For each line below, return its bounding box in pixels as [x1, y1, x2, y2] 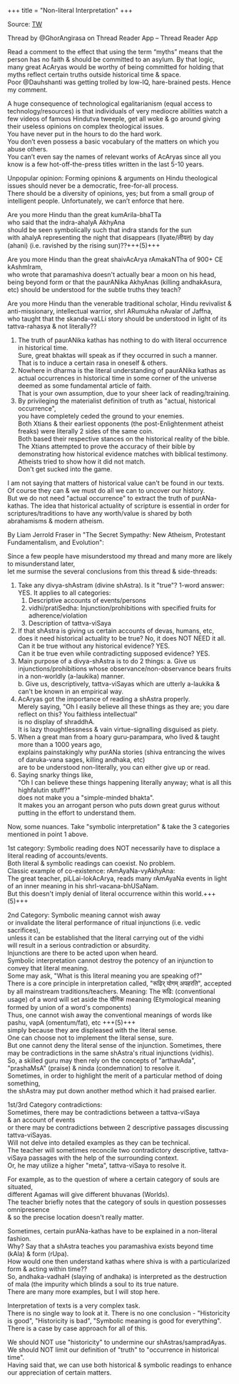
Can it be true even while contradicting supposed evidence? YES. [17, 649, 210, 658]
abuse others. [7, 145, 49, 153]
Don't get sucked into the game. [17, 465, 113, 473]
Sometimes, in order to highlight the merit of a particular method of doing [7, 1071, 223, 1080]
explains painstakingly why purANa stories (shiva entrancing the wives [17, 748, 226, 756]
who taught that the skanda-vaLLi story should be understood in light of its [7, 314, 227, 323]
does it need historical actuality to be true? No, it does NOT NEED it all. [17, 634, 226, 642]
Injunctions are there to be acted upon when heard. [7, 949, 158, 957]
